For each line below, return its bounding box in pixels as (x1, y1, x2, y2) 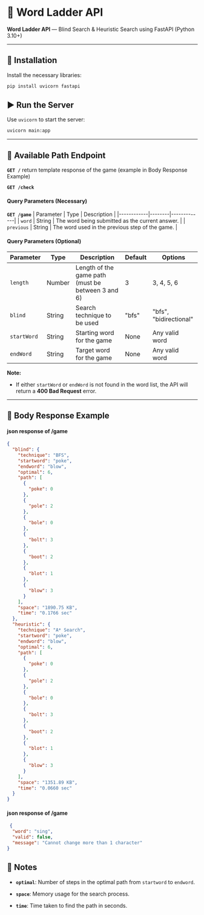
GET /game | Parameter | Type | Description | (7, 211, 116, 218)
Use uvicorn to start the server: (7, 116, 85, 123)
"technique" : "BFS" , (18, 452, 70, 458)
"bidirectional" (152, 315, 194, 323)
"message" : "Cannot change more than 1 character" (12, 840, 143, 846)
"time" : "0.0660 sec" (18, 785, 72, 791)
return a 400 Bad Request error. (15, 387, 97, 394)
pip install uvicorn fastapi (7, 83, 81, 89)
